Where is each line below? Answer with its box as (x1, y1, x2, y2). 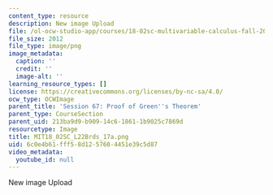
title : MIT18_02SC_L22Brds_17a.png (8, 132, 129, 141)
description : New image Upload (8, 19, 115, 28)
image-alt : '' (15, 72, 63, 80)
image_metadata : (8, 50, 63, 58)
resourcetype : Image (8, 125, 79, 133)
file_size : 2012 (8, 34, 63, 43)
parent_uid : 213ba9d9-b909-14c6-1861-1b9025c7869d (8, 118, 184, 126)
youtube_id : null (15, 155, 75, 163)
